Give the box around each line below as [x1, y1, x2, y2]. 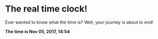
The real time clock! [5, 3, 87, 14]
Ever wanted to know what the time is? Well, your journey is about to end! [5, 19, 154, 25]
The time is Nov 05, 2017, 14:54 [5, 28, 70, 34]
